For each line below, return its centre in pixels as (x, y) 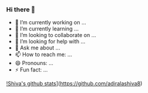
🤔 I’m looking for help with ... (50, 42)
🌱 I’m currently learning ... (47, 29)
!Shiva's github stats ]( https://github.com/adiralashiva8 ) (74, 83)
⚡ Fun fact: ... (31, 70)
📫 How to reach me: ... (43, 55)
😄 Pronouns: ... (34, 63)
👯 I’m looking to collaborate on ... (55, 35)
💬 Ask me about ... (37, 48)
